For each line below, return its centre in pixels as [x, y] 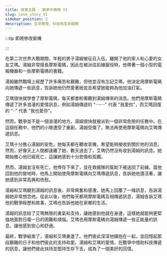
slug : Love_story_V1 [27, 14]
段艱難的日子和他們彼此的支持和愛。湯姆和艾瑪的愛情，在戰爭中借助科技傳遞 [83, 243]
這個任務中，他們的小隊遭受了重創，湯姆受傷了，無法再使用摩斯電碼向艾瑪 [81, 128]
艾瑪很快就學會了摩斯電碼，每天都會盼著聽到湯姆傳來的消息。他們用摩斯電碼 [83, 98]
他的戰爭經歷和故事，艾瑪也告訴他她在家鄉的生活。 [57, 203]
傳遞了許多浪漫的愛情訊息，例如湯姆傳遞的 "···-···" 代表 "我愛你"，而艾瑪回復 [83, 104]
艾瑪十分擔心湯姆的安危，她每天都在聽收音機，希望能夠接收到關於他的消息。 [83, 144]
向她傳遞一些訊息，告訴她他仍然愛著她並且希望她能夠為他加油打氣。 [75, 88]
